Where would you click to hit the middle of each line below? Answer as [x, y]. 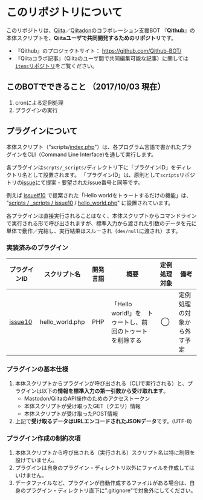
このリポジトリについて [64, 12]
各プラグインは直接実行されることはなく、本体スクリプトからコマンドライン [101, 215]
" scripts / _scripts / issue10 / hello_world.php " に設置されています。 [90, 203]
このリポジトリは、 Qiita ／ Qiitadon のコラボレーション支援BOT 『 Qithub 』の [101, 30]
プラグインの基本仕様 [37, 369]
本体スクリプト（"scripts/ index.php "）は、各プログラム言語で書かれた [94, 146]
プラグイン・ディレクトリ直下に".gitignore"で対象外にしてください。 [111, 490]
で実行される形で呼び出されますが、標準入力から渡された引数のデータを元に [101, 223]
